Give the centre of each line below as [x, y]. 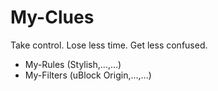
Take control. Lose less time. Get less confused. [109, 45]
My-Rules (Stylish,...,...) [73, 64]
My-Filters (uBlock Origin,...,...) [88, 75]
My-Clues [52, 17]
